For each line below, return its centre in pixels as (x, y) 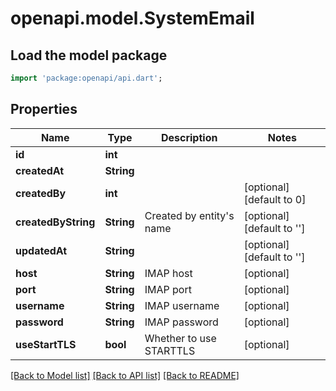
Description (189, 137)
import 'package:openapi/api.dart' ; (86, 78)
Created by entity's (189, 215)
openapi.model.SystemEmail (132, 18)
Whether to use (180, 338)
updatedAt (41, 250)
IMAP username (182, 305)
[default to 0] (275, 199)
